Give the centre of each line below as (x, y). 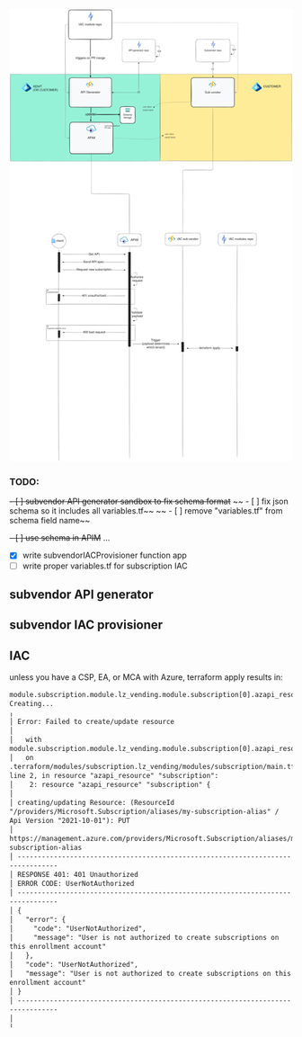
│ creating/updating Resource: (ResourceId (92, 803)
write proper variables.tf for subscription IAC (105, 566)
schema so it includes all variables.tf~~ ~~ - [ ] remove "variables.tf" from (146, 511)
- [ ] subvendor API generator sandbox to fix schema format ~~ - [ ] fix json (149, 501)
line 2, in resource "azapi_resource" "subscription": (114, 776)
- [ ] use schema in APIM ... (60, 538)
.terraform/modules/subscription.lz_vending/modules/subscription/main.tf (152, 767)
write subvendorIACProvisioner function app (104, 555)
